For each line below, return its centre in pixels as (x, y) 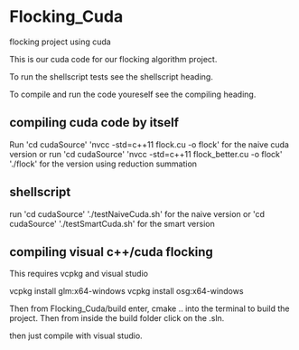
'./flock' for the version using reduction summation (103, 164)
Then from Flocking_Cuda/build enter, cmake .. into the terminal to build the (149, 308)
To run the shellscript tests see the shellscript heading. (112, 76)
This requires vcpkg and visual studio (79, 274)
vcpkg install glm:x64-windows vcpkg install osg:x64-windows (126, 291)
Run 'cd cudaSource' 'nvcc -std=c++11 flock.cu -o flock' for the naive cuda (149, 144)
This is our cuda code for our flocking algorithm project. (113, 59)
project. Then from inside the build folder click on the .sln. (117, 318)
